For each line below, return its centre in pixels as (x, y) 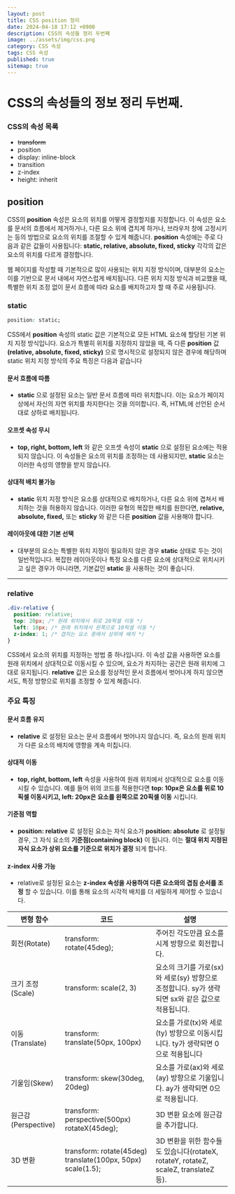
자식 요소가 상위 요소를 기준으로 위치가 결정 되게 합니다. (92, 848)
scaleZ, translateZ (185, 1169)
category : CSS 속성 (34, 46)
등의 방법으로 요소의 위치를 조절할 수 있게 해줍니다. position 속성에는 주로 (115, 237)
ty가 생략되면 (193, 1044)
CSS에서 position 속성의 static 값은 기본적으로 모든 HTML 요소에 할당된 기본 (113, 335)
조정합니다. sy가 (181, 988)
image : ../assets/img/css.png (51, 40)
